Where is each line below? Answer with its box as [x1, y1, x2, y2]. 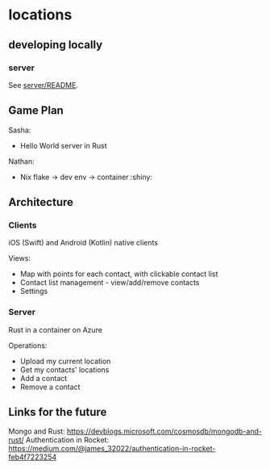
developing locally [8, 38, 103, 52]
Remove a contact [19, 382, 81, 392]
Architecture [8, 195, 74, 209]
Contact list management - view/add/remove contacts [19, 278, 200, 287]
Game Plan [8, 103, 64, 118]
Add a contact [19, 373, 68, 383]
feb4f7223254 [8, 452, 57, 462]
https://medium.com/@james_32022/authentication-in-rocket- [8, 444, 216, 454]
